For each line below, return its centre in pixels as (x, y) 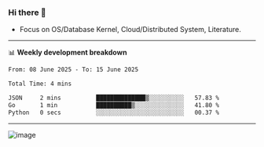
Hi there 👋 (27, 13)
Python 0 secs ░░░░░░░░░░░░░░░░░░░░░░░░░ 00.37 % (114, 113)
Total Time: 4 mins (40, 84)
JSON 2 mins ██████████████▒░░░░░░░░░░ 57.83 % (114, 98)
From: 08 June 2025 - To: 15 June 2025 (73, 70)
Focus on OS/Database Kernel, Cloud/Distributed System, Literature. (130, 30)
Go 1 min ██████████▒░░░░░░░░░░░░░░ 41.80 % (114, 105)
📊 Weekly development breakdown (68, 52)
